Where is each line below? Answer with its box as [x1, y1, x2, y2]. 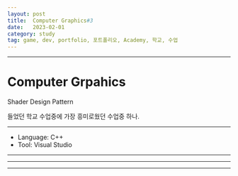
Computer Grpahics [7, 74, 126, 90]
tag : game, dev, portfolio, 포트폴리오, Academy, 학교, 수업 [7, 37, 178, 44]
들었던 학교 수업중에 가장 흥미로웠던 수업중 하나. [7, 112, 140, 121]
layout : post [7, 10, 46, 18]
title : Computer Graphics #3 [7, 17, 93, 24]
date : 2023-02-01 [7, 23, 65, 31]
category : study [7, 30, 55, 38]
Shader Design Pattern [7, 97, 74, 106]
